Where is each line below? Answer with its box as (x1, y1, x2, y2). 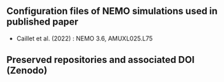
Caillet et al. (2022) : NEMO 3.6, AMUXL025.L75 (16, 34, 153, 42)
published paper (6, 16, 79, 28)
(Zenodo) (6, 65, 48, 77)
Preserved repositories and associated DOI (6, 54, 195, 66)
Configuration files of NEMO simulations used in (6, 5, 218, 17)
